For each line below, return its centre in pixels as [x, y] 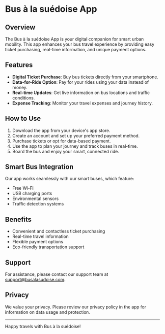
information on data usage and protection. [48, 312]
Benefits [18, 219]
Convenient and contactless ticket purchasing [59, 231]
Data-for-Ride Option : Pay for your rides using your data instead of [80, 82]
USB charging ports [32, 194]
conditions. [24, 98]
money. [20, 87]
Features [19, 65]
